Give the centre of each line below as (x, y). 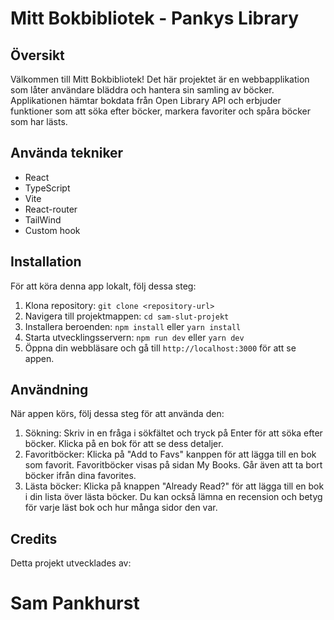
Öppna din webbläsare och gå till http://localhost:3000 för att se (160, 348)
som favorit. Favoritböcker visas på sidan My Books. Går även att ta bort (173, 465)
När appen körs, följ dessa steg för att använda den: (117, 414)
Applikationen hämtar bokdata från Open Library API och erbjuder (146, 100)
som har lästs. (39, 121)
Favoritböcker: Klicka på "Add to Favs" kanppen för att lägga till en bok (170, 454)
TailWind (43, 219)
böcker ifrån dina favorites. (80, 476)
